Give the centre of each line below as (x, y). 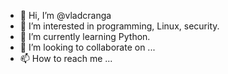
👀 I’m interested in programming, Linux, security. (119, 26)
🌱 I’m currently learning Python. (85, 36)
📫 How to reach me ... (66, 58)
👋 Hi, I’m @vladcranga (65, 15)
